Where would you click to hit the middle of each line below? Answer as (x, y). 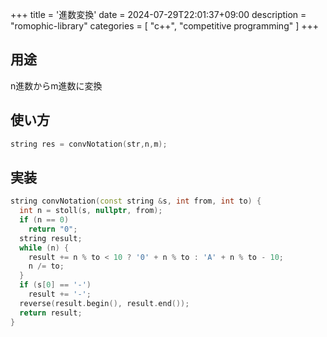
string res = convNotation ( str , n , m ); (89, 144)
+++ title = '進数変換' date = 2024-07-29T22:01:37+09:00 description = (158, 14)
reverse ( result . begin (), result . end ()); (104, 303)
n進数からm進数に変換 (56, 85)
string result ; (51, 238)
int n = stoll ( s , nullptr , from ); (91, 211)
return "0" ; (53, 229)
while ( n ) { (44, 248)
